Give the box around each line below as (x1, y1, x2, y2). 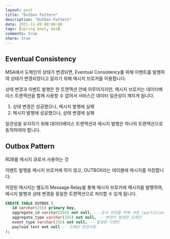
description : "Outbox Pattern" (5, 17, 72, 22)
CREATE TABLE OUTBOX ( (5, 201, 53, 206)
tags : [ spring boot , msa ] (5, 26, 60, 32)
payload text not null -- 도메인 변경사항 (12, 224, 96, 229)
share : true (5, 36, 31, 41)
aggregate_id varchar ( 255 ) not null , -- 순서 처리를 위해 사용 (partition (12, 210, 164, 216)
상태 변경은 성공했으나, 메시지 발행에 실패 (12, 103, 95, 110)
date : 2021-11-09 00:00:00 (5, 21, 63, 27)
